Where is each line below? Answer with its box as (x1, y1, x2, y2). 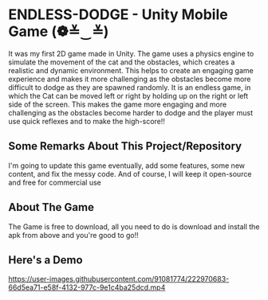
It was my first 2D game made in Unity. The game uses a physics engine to (8, 49, 254, 58)
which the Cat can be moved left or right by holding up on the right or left (8, 91, 249, 100)
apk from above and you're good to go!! (8, 230, 140, 240)
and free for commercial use (8, 177, 102, 187)
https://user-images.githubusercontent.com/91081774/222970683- (8, 275, 230, 284)
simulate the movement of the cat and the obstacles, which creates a (8, 57, 235, 67)
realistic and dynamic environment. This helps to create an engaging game (8, 65, 254, 75)
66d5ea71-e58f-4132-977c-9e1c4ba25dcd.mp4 (8, 282, 166, 292)
